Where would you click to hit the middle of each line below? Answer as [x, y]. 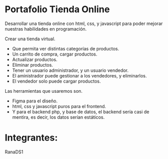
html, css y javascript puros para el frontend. [59, 106]
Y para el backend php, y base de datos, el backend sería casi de [81, 112]
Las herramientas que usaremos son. [44, 91]
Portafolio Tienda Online [57, 9]
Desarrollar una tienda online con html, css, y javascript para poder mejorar [84, 23]
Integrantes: [31, 138]
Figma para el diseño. [35, 101]
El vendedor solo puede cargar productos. [57, 81]
